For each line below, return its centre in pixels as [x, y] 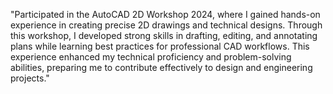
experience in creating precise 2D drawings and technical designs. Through [166, 25]
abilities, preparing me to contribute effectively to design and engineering [161, 67]
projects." [30, 78]
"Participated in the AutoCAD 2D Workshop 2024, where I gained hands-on [165, 14]
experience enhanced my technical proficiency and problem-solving [151, 57]
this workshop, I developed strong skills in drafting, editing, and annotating [164, 35]
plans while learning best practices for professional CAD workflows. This [160, 46]
